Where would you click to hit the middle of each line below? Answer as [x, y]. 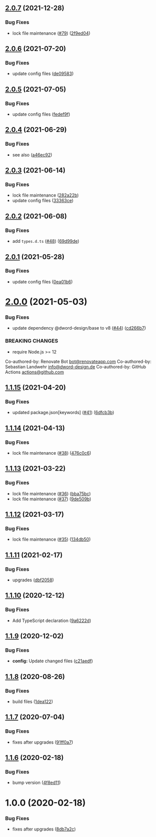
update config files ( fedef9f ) [41, 114]
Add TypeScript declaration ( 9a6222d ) [52, 621]
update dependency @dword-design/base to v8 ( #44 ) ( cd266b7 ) [79, 328]
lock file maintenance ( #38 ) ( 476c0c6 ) [52, 453]
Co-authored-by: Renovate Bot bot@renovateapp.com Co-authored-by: [78, 361]
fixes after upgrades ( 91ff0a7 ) [43, 742]
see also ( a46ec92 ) [32, 155]
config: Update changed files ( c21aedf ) [52, 661]
